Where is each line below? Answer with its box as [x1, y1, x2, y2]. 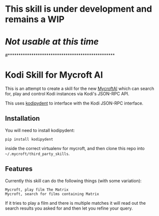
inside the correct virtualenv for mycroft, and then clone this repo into [5, 145, 145, 151]
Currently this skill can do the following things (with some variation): [5, 177, 142, 184]
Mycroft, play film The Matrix [5, 187, 69, 192]
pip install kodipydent [5, 137, 54, 142]
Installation [5, 114, 40, 123]
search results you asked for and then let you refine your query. [5, 205, 133, 211]
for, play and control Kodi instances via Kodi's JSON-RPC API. [5, 91, 130, 97]
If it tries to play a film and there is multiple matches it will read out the [5, 200, 146, 206]
